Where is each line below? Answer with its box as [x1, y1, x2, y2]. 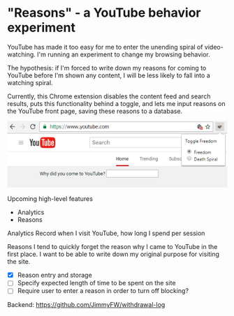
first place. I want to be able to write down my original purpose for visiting [7, 250, 220, 259]
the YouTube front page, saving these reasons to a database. [7, 107, 183, 115]
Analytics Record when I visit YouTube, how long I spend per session [7, 229, 205, 238]
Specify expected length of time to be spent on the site [17, 279, 176, 287]
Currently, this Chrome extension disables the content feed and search [7, 92, 211, 100]
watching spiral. [7, 78, 54, 86]
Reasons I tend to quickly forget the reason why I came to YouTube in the [7, 243, 218, 251]
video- [204, 43, 224, 51]
